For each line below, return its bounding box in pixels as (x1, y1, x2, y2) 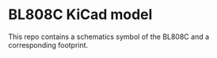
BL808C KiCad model (8, 6, 153, 24)
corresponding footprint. (8, 40, 89, 49)
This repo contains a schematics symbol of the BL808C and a (8, 32, 210, 41)
